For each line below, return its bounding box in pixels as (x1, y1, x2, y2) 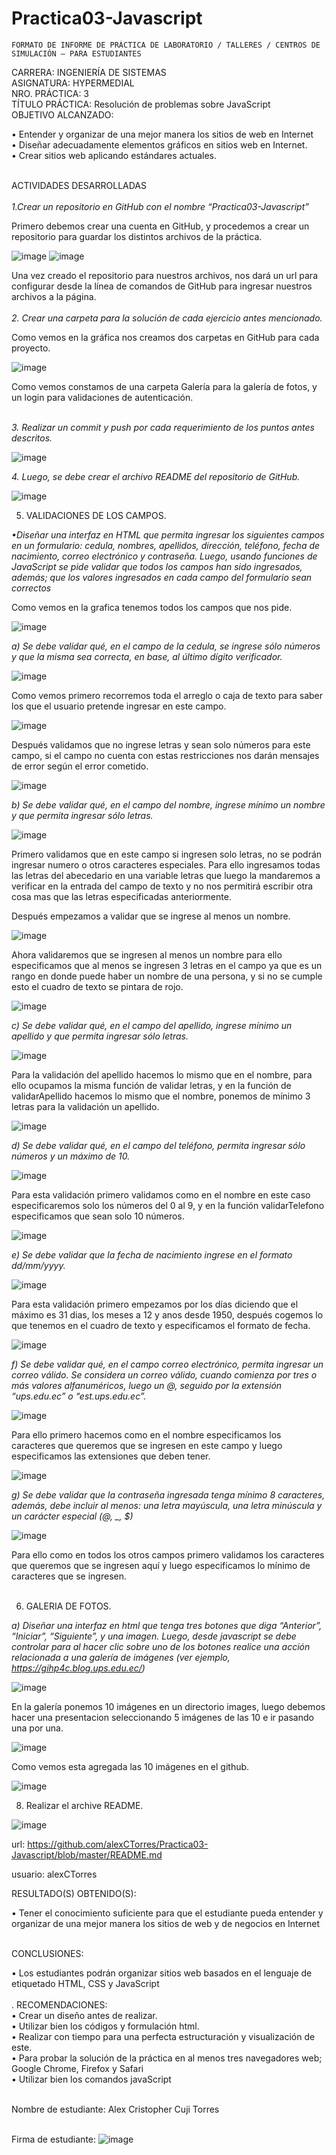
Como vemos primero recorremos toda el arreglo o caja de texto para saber (11, 689, 324, 701)
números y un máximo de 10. (11, 1150, 131, 1162)
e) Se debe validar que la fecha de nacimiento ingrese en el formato (11, 1248, 293, 1261)
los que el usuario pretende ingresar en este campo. (11, 700, 227, 712)
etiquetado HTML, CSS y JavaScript (11, 1977, 160, 1989)
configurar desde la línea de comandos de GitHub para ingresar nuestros (11, 280, 313, 292)
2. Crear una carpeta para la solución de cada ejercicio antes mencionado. (11, 312, 323, 324)
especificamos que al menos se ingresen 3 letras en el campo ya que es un (11, 959, 323, 971)
